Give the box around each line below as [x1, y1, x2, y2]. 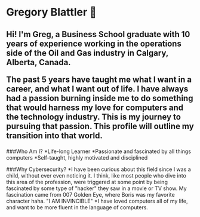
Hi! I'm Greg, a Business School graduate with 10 [6, 29, 190, 39]
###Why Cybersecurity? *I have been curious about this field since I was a [6, 166, 191, 173]
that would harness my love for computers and [6, 102, 184, 112]
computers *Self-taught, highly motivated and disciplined [6, 154, 148, 161]
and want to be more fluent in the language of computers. [6, 203, 148, 211]
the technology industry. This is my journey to [6, 112, 181, 122]
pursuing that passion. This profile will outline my [6, 121, 194, 131]
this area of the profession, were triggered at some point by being [6, 178, 168, 185]
